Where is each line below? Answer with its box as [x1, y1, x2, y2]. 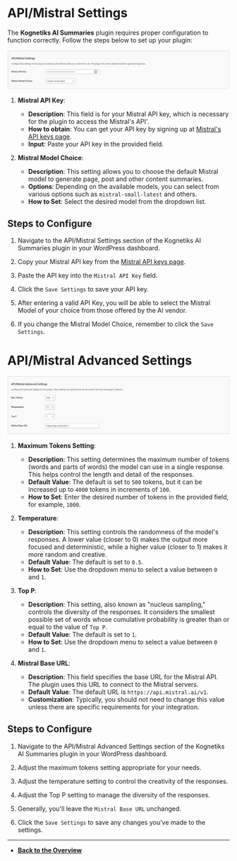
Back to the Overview [17, 845, 83, 854]
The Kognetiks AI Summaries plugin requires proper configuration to [7, 28, 209, 37]
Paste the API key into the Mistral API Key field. [17, 271, 158, 280]
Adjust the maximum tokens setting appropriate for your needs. [17, 763, 202, 772]
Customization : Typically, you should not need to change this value [28, 695, 225, 703]
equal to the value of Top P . [28, 623, 108, 631]
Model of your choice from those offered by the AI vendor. [17, 306, 188, 315]
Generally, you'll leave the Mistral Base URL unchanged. [17, 804, 182, 813]
